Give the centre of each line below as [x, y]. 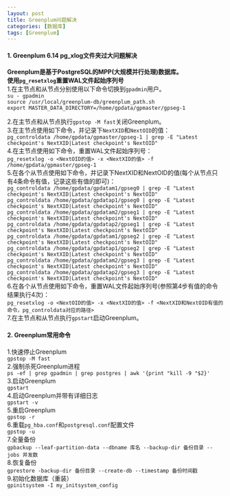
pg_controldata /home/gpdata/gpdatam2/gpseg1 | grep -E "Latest [101, 213]
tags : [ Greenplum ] [33, 33]
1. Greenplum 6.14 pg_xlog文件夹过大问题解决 [72, 55]
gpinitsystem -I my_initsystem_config [62, 485]
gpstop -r [21, 417]
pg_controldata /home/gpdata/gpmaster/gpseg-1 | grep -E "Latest [102, 137]
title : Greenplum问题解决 [42, 20]
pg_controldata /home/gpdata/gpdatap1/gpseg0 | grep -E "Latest [101, 201]
